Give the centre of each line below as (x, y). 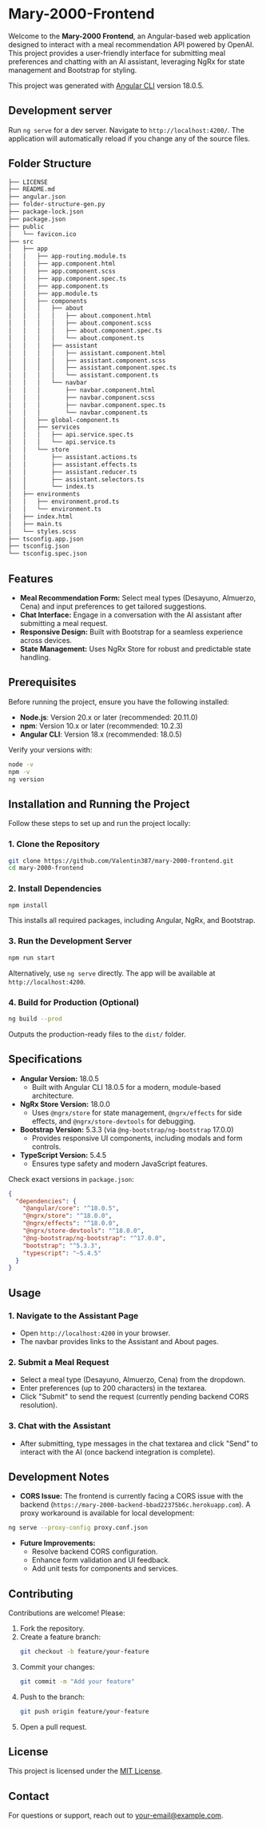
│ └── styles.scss (43, 531)
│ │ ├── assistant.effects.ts (73, 465)
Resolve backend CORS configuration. (95, 1551)
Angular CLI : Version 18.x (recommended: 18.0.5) (101, 734)
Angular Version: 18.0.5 (59, 1078)
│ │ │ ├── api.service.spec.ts (71, 435)
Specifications (45, 1059)
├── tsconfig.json (39, 546)
